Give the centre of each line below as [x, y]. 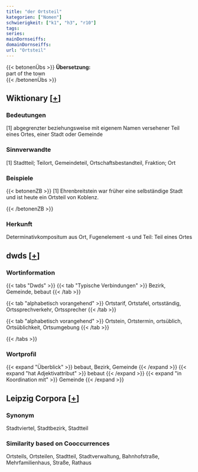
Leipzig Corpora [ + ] [43, 398]
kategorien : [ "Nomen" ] [34, 17]
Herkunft [19, 224]
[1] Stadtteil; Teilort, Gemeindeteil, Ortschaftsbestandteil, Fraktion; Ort [91, 162]
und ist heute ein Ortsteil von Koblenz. [53, 197]
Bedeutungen [26, 115]
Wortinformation [30, 272]
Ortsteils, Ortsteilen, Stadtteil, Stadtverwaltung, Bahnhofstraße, [83, 457]
